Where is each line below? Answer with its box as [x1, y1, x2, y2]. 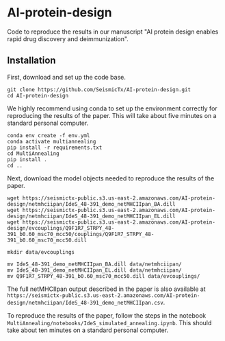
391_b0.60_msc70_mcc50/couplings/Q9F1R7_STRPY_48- [7, 231, 155, 237]
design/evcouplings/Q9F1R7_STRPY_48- [7, 224, 115, 231]
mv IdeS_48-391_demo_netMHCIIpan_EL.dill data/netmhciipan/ [7, 266, 183, 274]
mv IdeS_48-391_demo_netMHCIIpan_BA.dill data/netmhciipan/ [7, 261, 183, 268]
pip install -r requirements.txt [7, 144, 103, 151]
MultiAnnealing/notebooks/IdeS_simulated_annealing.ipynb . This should [7, 318, 212, 327]
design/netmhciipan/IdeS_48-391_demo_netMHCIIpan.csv [7, 299, 164, 306]
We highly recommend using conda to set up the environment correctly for [7, 104, 217, 113]
